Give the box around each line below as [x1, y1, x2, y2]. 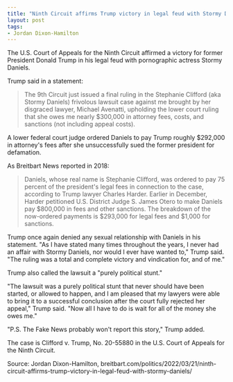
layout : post [7, 17, 45, 24]
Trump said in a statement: [7, 77, 83, 86]
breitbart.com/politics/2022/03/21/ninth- [100, 360, 217, 368]
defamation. [7, 148, 42, 157]
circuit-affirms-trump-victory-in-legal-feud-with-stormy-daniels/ [7, 367, 193, 376]
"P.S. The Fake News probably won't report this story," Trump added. [7, 325, 205, 334]
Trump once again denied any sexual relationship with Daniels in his [7, 233, 201, 241]
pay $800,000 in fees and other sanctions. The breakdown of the [24, 205, 212, 213]
